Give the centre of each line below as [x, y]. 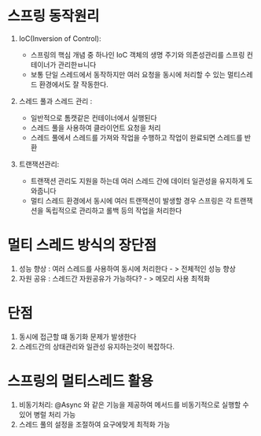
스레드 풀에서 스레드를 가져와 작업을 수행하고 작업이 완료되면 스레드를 [136, 137]
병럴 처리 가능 [55, 414]
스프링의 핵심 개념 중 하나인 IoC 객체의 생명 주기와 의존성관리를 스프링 [138, 54]
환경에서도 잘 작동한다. [74, 84]
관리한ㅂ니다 [77, 65]
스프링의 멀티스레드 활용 [81, 381]
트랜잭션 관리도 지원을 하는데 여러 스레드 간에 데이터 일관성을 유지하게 [138, 181]
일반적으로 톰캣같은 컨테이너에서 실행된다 [94, 117]
